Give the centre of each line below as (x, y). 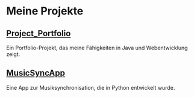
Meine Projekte (45, 11)
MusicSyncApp (36, 73)
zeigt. (13, 54)
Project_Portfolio (39, 33)
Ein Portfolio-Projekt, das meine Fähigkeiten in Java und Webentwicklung (97, 48)
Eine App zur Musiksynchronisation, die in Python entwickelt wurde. (91, 87)
